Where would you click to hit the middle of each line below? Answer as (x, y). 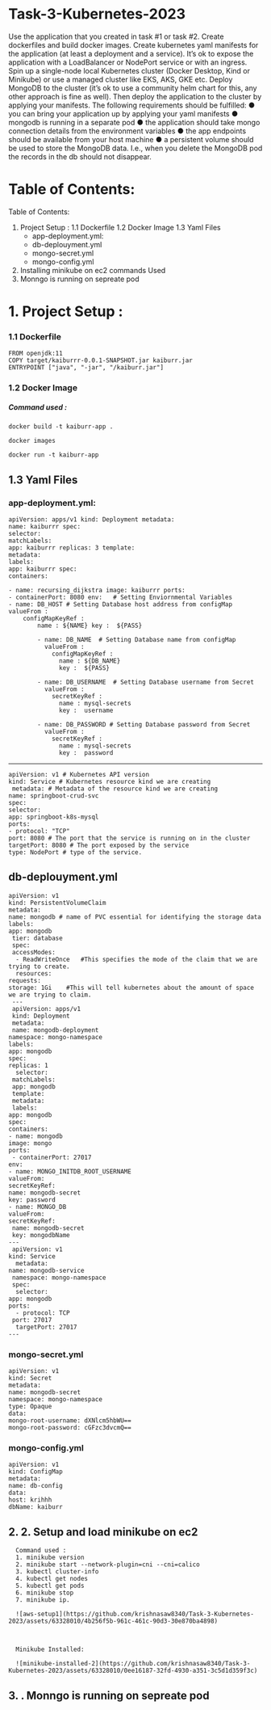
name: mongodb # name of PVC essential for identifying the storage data (135, 917)
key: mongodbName (41, 1235)
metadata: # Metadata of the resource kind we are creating (115, 789)
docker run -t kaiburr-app (54, 455)
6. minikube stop (45, 1593)
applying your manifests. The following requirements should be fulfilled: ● (132, 105)
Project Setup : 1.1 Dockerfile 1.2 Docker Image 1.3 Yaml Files (120, 227)
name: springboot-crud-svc (54, 796)
